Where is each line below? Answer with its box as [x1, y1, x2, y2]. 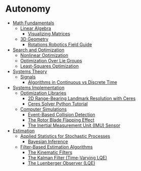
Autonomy [5, 3, 51, 15]
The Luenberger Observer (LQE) [27, 160, 95, 166]
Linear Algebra [20, 25, 52, 31]
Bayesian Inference [27, 138, 68, 145]
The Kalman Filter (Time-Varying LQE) [27, 154, 108, 160]
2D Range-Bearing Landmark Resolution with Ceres [27, 95, 136, 101]
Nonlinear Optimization [20, 52, 68, 58]
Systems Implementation [12, 84, 65, 90]
